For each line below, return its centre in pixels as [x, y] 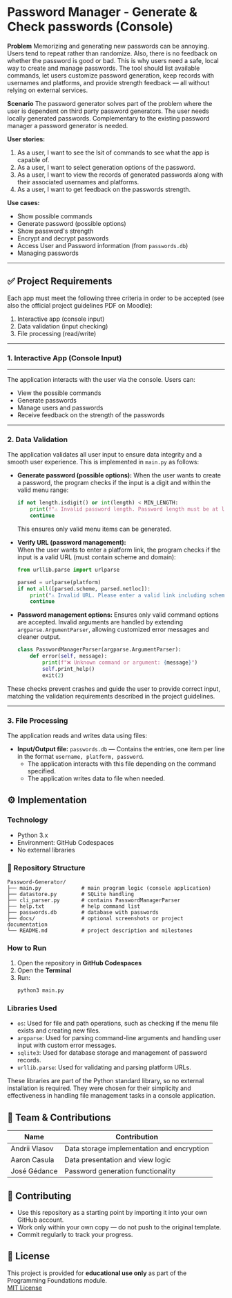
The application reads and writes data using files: [77, 736]
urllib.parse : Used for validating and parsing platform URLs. [104, 1067]
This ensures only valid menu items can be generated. [94, 529]
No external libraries [46, 850]
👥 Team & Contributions [59, 1117]
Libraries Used [32, 1008]
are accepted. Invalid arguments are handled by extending [100, 622]
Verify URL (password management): [71, 542]
